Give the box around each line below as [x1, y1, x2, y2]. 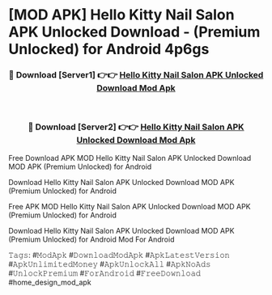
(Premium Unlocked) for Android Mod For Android [8, 234, 175, 244]
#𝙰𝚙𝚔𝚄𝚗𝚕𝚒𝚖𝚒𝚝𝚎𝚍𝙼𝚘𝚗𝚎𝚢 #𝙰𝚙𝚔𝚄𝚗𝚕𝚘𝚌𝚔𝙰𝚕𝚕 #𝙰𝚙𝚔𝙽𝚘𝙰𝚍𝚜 [8, 259, 211, 268]
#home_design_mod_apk [8, 277, 91, 287]
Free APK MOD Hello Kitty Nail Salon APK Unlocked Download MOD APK [8, 201, 251, 211]
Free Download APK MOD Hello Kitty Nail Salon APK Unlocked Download [8, 153, 252, 162]
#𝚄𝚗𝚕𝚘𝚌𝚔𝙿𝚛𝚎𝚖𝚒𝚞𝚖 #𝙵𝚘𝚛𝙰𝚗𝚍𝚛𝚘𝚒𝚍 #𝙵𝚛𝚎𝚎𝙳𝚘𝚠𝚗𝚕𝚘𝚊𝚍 [8, 268, 201, 278]
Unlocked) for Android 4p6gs [8, 40, 210, 58]
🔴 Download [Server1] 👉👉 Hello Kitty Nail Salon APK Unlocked [8, 70, 264, 81]
